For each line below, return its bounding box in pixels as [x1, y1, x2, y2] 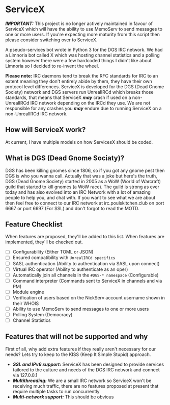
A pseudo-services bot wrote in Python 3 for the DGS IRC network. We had [5, 46, 163, 53]
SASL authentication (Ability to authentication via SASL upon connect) [12, 260, 160, 266]
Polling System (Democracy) [12, 311, 73, 317]
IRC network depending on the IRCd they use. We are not [30, 99, 150, 106]
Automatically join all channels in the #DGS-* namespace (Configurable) [12, 272, 159, 278]
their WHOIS [12, 300, 39, 307]
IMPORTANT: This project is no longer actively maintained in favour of [5, 20, 153, 27]
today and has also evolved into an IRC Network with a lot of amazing [5, 189, 151, 195]
